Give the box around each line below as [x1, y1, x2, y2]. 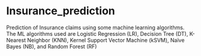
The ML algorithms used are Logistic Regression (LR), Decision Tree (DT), [6, 30, 188, 37]
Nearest [6, 36, 26, 43]
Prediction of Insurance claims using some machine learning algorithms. [6, 24, 185, 31]
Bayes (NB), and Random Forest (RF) [6, 43, 97, 50]
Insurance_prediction [6, 4, 115, 18]
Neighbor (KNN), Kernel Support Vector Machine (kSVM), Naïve [26, 36, 185, 43]
